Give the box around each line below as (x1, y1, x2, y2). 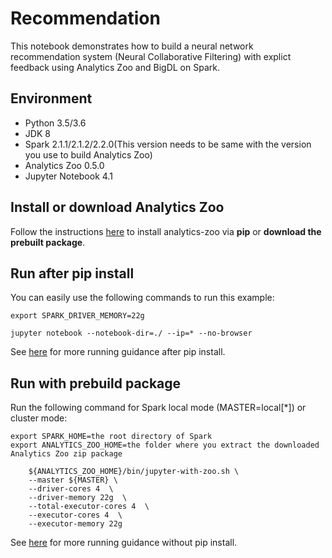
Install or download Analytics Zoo (10, 199, 225, 216)
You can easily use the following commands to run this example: (10, 292, 275, 304)
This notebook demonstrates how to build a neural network (10, 40, 254, 52)
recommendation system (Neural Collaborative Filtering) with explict (10, 50, 292, 62)
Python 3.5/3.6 (24, 117, 87, 129)
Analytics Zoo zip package (10, 449, 123, 459)
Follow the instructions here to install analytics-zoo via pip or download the (10, 225, 322, 237)
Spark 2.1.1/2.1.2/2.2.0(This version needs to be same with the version (24, 138, 312, 150)
